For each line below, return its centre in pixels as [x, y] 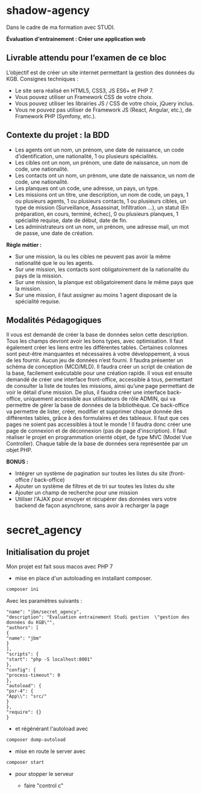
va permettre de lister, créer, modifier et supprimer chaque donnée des [94, 411]
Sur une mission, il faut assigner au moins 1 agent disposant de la [96, 295]
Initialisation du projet [48, 552]
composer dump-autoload [36, 740]
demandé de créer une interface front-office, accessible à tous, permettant [99, 380]
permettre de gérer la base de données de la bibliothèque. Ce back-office [98, 405]
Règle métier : [24, 244]
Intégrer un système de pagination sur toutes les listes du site [91, 474]
